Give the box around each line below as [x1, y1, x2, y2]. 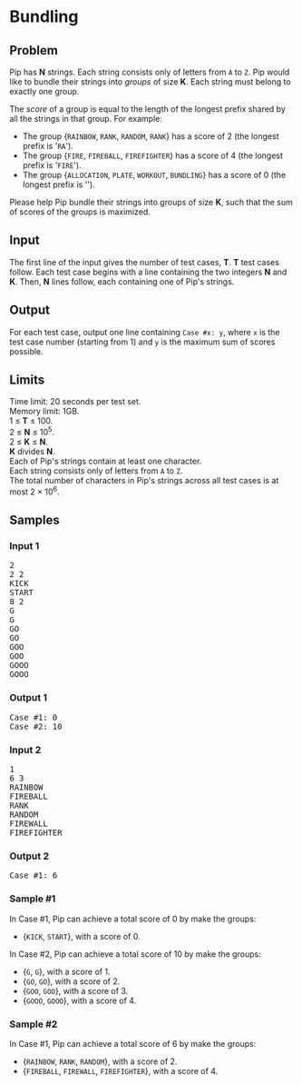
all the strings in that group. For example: [9, 114, 163, 124]
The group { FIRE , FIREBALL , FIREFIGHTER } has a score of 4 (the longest [22, 150, 284, 161]
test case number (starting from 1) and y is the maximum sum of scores [9, 336, 276, 347]
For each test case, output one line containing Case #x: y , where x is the [9, 326, 280, 337]
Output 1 [9, 692, 48, 704]
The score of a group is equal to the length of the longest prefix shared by [9, 104, 286, 114]
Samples [9, 513, 61, 528]
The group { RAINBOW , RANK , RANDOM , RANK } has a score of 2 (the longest [22, 131, 279, 142]
